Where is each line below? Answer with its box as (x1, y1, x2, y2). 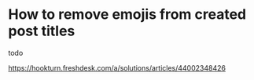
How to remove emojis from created (8, 5, 246, 24)
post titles (8, 22, 75, 40)
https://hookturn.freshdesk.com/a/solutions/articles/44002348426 (8, 63, 226, 72)
